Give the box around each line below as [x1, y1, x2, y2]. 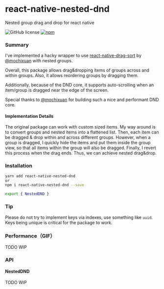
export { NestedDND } [5, 191, 49, 197]
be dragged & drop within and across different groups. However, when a [5, 134, 151, 140]
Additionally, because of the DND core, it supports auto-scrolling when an [5, 82, 154, 88]
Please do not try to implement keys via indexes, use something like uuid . [5, 214, 153, 220]
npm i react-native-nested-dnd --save [5, 183, 84, 187]
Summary [5, 41, 29, 48]
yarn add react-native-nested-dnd [5, 173, 76, 179]
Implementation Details [5, 113, 54, 119]
